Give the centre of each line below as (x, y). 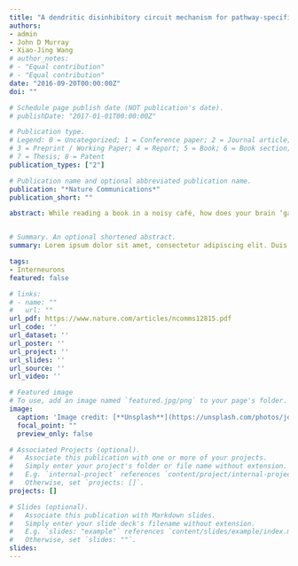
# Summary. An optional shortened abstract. (93, 237)
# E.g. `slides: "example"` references (87, 532)
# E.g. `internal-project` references (85, 475)
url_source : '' (37, 368)
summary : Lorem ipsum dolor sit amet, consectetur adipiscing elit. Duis (149, 246)
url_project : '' (39, 351)
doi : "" (24, 91)
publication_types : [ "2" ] (57, 165)
